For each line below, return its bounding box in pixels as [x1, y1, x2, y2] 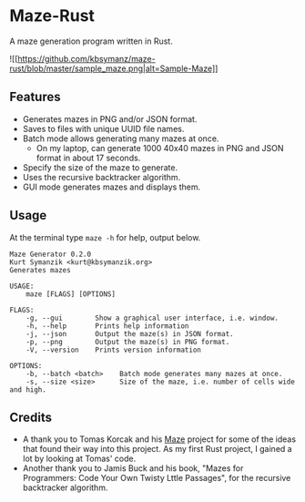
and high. [9, 384, 47, 394]
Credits [9, 409, 53, 425]
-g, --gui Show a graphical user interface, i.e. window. [25, 313, 280, 323]
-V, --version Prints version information [25, 345, 202, 354]
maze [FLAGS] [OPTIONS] [25, 289, 117, 299]
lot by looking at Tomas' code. [22, 453, 137, 465]
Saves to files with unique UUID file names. [22, 123, 185, 134]
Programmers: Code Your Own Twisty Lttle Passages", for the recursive [22, 473, 291, 484]
